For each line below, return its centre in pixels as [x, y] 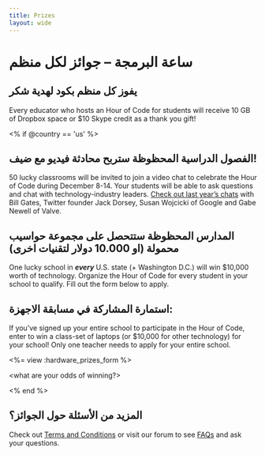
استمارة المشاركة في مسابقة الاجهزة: [91, 309]
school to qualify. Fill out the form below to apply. [89, 284]
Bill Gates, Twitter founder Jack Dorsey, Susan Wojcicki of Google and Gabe [132, 203]
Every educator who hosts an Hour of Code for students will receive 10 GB [130, 110]
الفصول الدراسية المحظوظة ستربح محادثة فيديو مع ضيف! [133, 158]
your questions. [34, 442]
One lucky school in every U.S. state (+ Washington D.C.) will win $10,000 [129, 267]
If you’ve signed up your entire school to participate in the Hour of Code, [127, 328]
